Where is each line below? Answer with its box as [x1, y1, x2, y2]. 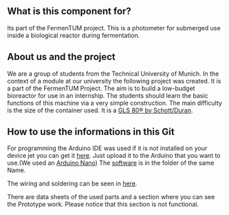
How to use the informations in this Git [7, 126, 175, 138]
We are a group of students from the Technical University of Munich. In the [7, 69, 219, 78]
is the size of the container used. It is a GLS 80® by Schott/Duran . [7, 106, 193, 114]
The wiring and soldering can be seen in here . [7, 179, 138, 188]
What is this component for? [7, 6, 132, 17]
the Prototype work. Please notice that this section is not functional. [7, 200, 199, 209]
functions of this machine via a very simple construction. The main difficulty [7, 99, 222, 107]
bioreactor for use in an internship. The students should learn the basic [7, 91, 208, 99]
